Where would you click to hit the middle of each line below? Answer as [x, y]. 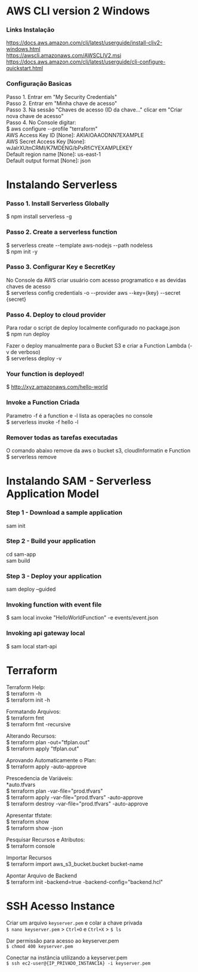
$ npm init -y [22, 251]
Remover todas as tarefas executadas [62, 437]
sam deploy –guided [31, 589]
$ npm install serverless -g [39, 216]
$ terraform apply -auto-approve [47, 766]
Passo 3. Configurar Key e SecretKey [61, 267]
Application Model [53, 494]
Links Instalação [30, 30]
